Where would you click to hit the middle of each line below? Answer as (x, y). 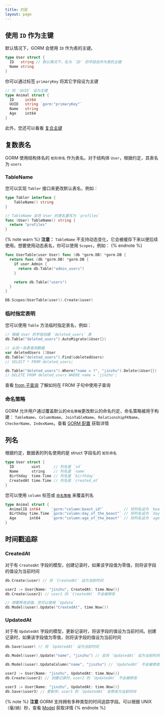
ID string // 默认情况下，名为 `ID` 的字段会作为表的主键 (66, 62)
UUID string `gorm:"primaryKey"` (46, 104)
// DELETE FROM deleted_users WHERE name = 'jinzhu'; (61, 375)
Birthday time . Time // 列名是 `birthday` (53, 476)
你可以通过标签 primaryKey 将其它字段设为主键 (52, 81)
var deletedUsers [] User (30, 352)
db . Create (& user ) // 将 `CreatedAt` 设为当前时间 (54, 580)
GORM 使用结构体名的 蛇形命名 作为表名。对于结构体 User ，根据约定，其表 (80, 157)
